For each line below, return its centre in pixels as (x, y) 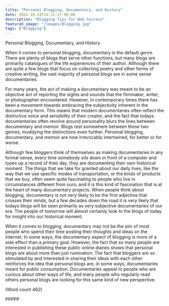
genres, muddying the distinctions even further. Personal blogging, (75, 132)
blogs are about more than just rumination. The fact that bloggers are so (80, 253)
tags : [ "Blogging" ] (26, 29)
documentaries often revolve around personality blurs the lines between (80, 121)
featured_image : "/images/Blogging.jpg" (48, 24)
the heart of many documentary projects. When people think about (75, 190)
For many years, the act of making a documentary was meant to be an (78, 89)
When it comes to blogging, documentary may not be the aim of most (77, 226)
